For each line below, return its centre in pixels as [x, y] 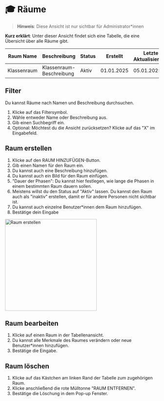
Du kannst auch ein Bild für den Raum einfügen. [60, 176]
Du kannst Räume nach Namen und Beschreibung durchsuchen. [70, 103]
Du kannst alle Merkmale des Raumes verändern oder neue [72, 340]
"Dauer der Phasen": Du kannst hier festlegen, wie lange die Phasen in [83, 181]
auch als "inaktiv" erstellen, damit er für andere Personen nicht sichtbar [84, 197]
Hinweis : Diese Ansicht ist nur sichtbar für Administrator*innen [80, 26]
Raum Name [22, 56]
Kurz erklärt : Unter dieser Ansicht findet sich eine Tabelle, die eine [72, 36]
